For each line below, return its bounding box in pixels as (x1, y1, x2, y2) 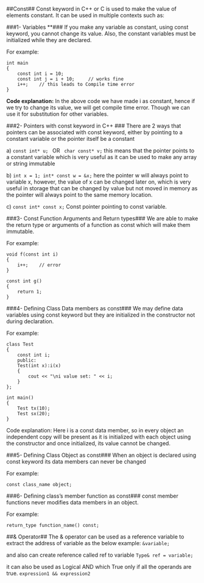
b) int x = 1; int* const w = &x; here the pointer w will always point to (6, 172, 189, 179)
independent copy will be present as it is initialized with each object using (6, 433, 191, 440)
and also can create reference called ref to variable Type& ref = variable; (6, 551, 194, 559)
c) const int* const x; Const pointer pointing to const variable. (6, 203, 167, 210)
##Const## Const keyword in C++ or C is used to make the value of (6, 5, 177, 12)
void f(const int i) (6, 251, 59, 257)
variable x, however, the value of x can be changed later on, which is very (6, 178, 191, 185)
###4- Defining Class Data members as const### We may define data (6, 305, 183, 312)
